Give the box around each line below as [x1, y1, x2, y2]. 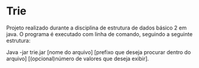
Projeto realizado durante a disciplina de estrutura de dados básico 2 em [6, 24, 187, 31]
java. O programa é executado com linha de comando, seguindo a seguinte [6, 30, 193, 37]
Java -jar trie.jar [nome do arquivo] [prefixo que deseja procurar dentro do [6, 48, 191, 55]
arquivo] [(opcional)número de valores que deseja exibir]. [6, 55, 150, 62]
